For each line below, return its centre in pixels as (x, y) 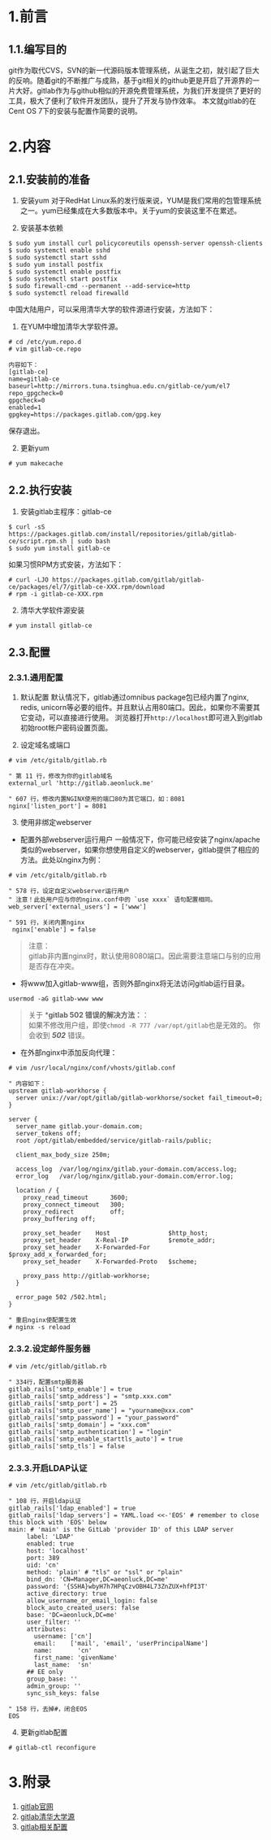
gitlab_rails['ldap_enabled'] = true (72, 1509)
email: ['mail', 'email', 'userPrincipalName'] (121, 1644)
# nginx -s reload (39, 1327)
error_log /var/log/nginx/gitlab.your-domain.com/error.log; (125, 1176)
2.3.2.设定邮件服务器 (49, 1349)
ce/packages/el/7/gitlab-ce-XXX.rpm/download (86, 586)
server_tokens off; (49, 1133)
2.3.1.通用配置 (36, 678)
